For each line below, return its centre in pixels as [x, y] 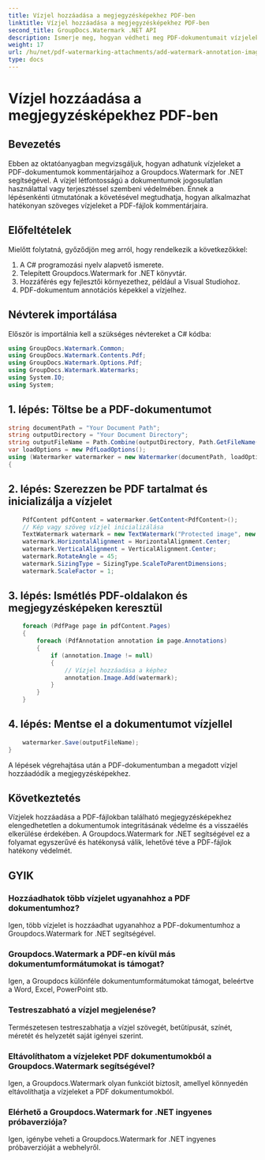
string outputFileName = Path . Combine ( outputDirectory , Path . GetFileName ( [134, 443]
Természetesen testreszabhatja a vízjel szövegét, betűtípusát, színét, [120, 1027]
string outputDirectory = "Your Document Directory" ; [99, 435]
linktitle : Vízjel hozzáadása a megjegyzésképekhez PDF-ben [109, 23]
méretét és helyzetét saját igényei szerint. [76, 1035]
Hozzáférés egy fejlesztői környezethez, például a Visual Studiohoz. [130, 281]
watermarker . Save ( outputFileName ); [81, 742]
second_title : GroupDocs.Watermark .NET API [82, 30]
